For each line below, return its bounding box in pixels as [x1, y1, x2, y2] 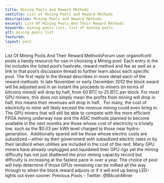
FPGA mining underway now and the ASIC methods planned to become [5, 115, 150, 121]
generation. [5, 131, 28, 136]
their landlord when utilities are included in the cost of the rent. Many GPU [5, 141, 155, 147]
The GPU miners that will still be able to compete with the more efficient [5, 110, 151, 116]
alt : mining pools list [5, 30, 54, 35]
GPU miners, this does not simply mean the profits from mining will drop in [5, 94, 156, 100]
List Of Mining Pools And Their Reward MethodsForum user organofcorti [5, 52, 152, 58]
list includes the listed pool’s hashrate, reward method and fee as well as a [5, 63, 156, 69]
